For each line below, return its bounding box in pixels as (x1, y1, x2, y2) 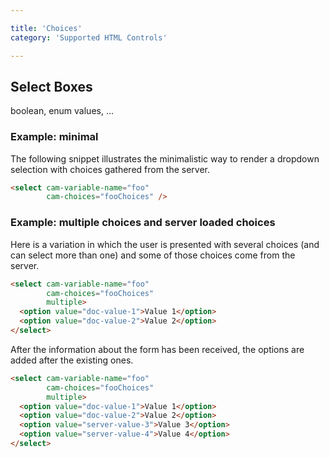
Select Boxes (10, 78, 93, 95)
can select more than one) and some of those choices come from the (10, 249, 296, 261)
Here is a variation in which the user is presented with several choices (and (10, 238, 320, 250)
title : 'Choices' (10, 23, 83, 33)
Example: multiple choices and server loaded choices (10, 216, 276, 230)
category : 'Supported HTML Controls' (10, 32, 168, 43)
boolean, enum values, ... (10, 105, 115, 117)
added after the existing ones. (10, 354, 134, 366)
